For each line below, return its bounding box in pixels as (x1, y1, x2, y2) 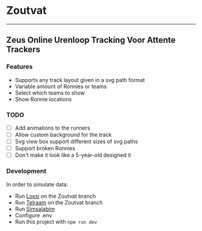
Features (6, 63, 33, 71)
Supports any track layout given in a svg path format (14, 76, 145, 83)
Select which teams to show (14, 89, 85, 97)
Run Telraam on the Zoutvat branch (14, 198, 103, 206)
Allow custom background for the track (14, 131, 112, 138)
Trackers (6, 45, 41, 55)
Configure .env (14, 212, 52, 219)
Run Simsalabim (14, 205, 55, 212)
